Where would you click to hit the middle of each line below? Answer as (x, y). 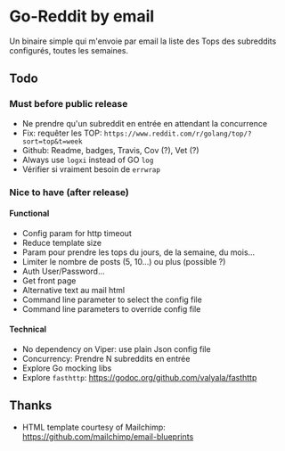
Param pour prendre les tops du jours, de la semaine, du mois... (138, 252)
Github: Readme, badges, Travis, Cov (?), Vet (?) (110, 150)
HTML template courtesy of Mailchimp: (94, 427)
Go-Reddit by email (82, 16)
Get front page (49, 280)
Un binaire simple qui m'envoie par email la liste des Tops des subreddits (143, 41)
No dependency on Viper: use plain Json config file (116, 348)
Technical (28, 329)
